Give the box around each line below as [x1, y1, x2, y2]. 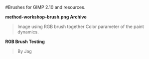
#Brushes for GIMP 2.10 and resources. [5, 4, 86, 10]
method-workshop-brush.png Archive [5, 14, 87, 19]
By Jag [17, 48, 32, 54]
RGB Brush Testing [5, 38, 45, 44]
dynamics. [17, 29, 39, 34]
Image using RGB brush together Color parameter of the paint [17, 23, 145, 29]
